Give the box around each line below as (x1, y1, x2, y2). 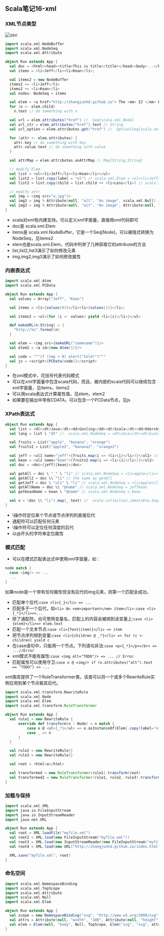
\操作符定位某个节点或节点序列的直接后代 (12, 512, 95, 518)
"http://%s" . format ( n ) (14, 327, 60, 333)
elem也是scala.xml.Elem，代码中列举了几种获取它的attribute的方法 (12, 241, 146, 247)
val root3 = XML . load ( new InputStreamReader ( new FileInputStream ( (9, 840, 147, 845)
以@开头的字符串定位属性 (12, 530, 64, 536)
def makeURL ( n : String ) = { (9, 323, 64, 328)
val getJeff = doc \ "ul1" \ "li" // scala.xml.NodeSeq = (9, 480, 130, 485)
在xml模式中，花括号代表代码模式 (12, 373, 80, 379)
